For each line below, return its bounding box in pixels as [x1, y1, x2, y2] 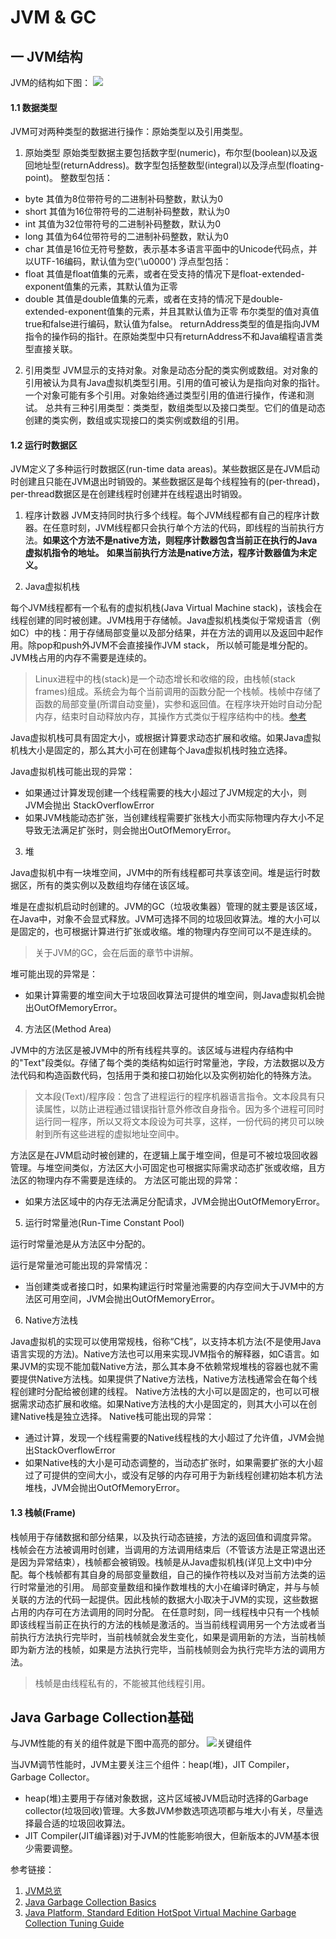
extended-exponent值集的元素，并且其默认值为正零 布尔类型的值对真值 [24, 306, 320, 318]
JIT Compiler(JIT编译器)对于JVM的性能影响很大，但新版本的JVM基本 [24, 1830, 311, 1842]
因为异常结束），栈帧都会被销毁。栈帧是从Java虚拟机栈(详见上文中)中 [18, 1556, 304, 1568]
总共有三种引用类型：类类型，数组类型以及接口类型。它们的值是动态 [44, 402, 326, 414]
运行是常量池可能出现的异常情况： [10, 1259, 151, 1271]
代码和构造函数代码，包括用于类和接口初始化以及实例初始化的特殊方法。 [18, 1069, 317, 1081]
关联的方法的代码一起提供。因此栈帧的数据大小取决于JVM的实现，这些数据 [10, 1593, 319, 1605]
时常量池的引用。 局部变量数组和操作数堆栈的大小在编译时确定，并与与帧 [18, 1581, 320, 1593]
